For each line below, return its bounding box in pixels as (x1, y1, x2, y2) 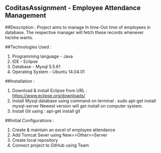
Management (5, 12, 47, 20)
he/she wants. (5, 34, 33, 40)
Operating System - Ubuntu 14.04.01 (12, 69, 85, 75)
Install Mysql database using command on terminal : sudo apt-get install (12, 98, 156, 104)
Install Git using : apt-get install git (12, 108, 80, 114)
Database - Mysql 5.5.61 (12, 63, 61, 69)
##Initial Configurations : (5, 117, 54, 123)
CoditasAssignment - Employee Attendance (5, 4, 141, 12)
